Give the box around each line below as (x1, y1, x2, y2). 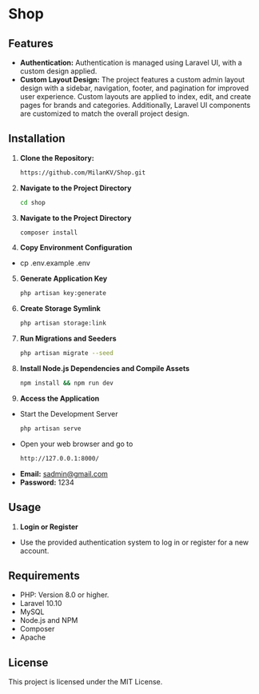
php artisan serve (19, 425, 82, 433)
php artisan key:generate (19, 289, 106, 297)
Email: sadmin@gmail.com (19, 469, 108, 478)
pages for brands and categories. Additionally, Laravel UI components (19, 101, 251, 110)
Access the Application (19, 393, 100, 403)
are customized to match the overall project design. (19, 109, 189, 118)
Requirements (8, 568, 80, 582)
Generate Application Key (19, 273, 108, 284)
